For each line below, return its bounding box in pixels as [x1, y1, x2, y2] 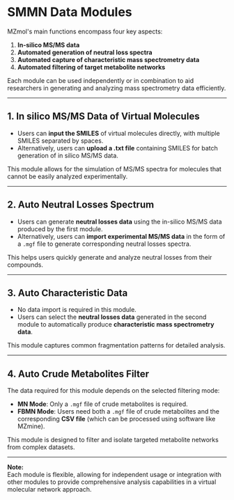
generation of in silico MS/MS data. [17, 151, 118, 159]
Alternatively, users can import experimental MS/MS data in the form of [17, 232, 226, 240]
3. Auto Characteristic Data [7, 287, 128, 299]
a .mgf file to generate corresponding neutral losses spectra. [17, 240, 192, 248]
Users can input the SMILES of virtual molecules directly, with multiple [17, 129, 221, 137]
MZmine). [17, 422, 45, 430]
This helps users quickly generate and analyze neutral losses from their [7, 253, 212, 261]
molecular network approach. [7, 485, 92, 494]
